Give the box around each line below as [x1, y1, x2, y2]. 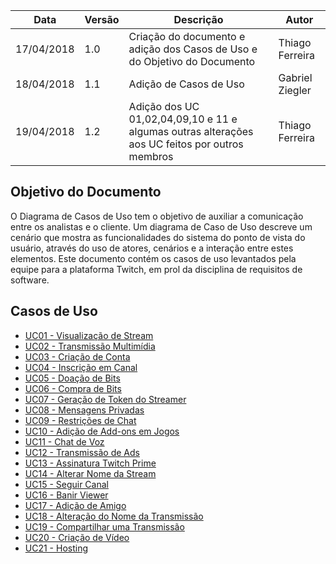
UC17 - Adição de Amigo [24, 499, 127, 511]
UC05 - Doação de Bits [24, 372, 121, 384]
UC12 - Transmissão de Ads [24, 446, 140, 458]
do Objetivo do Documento [128, 55, 256, 68]
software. [10, 274, 50, 286]
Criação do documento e [128, 30, 246, 43]
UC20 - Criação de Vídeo [24, 531, 130, 543]
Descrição [173, 13, 224, 26]
